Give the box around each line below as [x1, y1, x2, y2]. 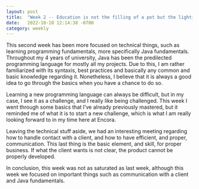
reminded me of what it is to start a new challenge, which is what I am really [6, 110, 191, 117]
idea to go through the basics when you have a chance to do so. [6, 80, 163, 87]
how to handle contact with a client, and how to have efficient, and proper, [6, 134, 188, 141]
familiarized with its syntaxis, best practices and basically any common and [6, 67, 190, 74]
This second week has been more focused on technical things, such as [6, 42, 179, 49]
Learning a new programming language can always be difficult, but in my [6, 91, 184, 98]
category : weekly [6, 25, 49, 31]
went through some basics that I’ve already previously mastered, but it [6, 103, 178, 111]
